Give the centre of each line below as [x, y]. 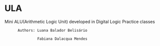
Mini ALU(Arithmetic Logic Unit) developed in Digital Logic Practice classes [80, 22]
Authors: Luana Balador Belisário [53, 30]
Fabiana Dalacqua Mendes [62, 39]
